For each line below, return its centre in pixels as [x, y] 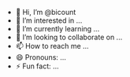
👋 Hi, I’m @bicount [46, 12]
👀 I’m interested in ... [49, 20]
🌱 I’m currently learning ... [58, 29]
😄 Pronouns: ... [41, 57]
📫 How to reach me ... [52, 46]
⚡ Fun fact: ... [37, 66]
